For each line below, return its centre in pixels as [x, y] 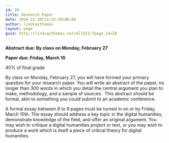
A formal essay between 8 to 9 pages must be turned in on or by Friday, [81, 109]
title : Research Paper [29, 15]
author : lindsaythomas [29, 24]
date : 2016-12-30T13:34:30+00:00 [41, 19]
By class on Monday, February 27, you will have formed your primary [77, 77]
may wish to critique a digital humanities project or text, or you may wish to [84, 125]
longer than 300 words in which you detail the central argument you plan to [84, 88]
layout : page [19, 29]
